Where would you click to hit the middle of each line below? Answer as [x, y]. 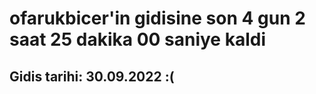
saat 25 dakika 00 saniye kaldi [137, 39]
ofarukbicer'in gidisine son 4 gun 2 [157, 18]
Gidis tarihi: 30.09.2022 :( [92, 76]
